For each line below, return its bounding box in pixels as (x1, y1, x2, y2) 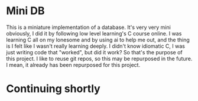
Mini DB (6, 4, 46, 18)
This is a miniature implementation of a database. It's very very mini (6, 24, 171, 31)
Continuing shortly (6, 82, 100, 96)
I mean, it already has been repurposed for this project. (6, 61, 141, 69)
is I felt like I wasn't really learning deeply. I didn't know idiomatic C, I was (6, 43, 185, 50)
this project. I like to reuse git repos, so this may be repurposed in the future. (6, 55, 193, 62)
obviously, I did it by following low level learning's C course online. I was (6, 30, 182, 37)
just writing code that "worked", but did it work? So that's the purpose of (6, 48, 183, 56)
